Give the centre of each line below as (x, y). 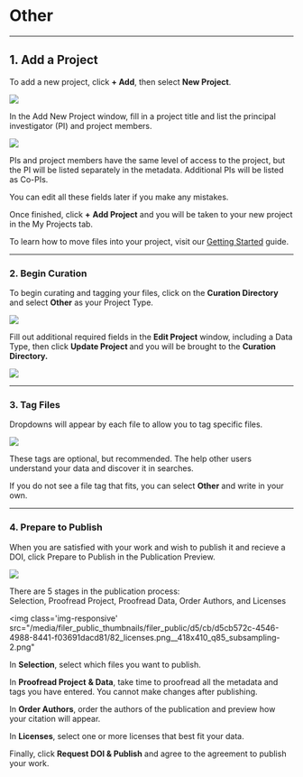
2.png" (22, 647)
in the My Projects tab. (51, 224)
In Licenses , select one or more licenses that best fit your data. (127, 735)
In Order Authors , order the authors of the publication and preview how (142, 708)
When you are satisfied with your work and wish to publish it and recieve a (147, 547)
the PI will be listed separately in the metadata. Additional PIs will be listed (147, 170)
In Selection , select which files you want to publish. (105, 664)
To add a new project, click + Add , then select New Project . (120, 81)
